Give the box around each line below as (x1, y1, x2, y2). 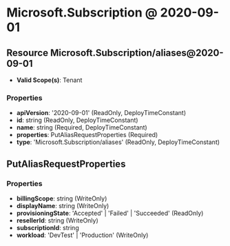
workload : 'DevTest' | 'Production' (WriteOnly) (16, 231, 149, 239)
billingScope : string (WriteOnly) (16, 194, 107, 203)
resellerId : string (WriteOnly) (16, 216, 99, 225)
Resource (6, 47, 49, 59)
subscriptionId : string (16, 223, 80, 232)
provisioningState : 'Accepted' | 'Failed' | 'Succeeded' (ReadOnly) (16, 209, 204, 217)
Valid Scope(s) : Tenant (16, 76, 83, 84)
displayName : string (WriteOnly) (16, 201, 109, 209)
